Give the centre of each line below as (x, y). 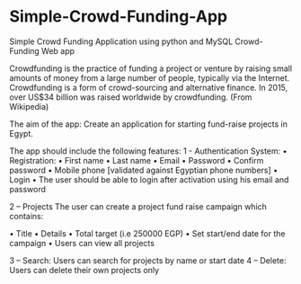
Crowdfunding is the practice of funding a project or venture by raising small (151, 68)
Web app (58, 50)
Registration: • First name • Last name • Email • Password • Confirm (137, 160)
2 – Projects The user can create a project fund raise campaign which (138, 206)
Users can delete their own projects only (84, 270)
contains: (27, 216)
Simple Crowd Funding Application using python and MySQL (121, 41)
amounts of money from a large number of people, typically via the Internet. (150, 77)
